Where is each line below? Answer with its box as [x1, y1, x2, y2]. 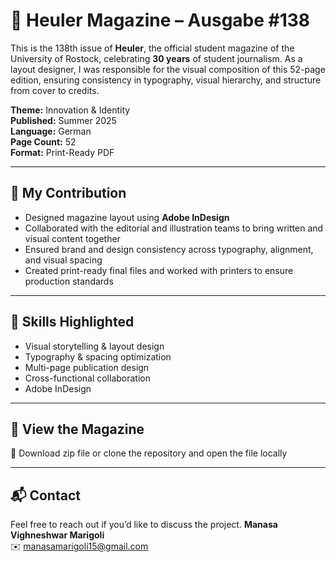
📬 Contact [10, 487, 81, 504]
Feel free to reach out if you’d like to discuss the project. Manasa [10, 519, 278, 531]
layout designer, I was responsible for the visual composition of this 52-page [10, 63, 326, 75]
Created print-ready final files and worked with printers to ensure [24, 264, 294, 276]
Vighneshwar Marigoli [10, 529, 105, 541]
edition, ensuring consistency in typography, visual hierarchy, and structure [10, 74, 322, 86]
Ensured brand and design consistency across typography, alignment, [24, 243, 314, 255]
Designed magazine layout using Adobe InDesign [24, 211, 230, 223]
